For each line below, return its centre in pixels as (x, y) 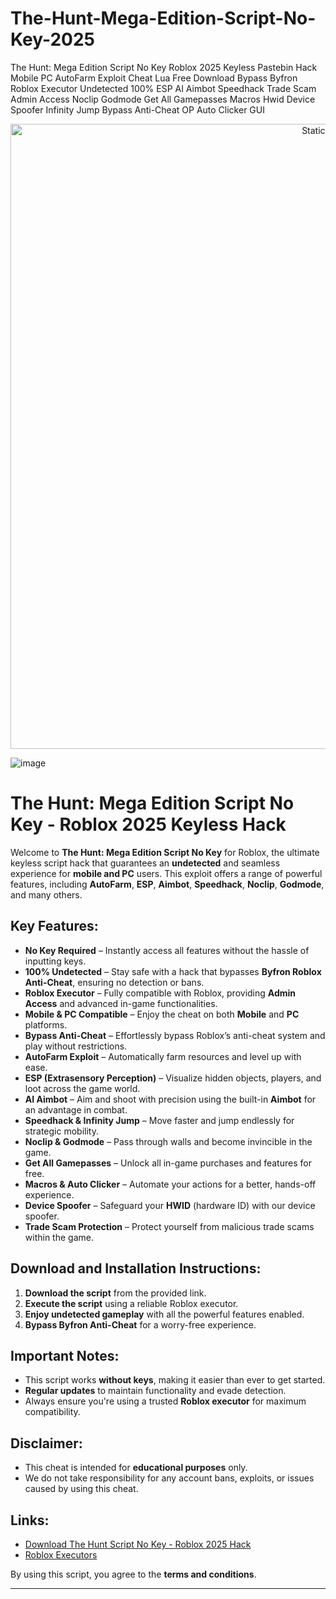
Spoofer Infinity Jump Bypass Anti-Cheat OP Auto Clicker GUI (137, 109)
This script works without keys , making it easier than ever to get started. (175, 1380)
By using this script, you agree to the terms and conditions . (133, 1574)
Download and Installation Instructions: (136, 1268)
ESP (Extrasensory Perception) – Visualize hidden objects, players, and (173, 1078)
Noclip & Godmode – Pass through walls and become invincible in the (168, 1141)
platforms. (46, 1024)
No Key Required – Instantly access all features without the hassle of (167, 950)
